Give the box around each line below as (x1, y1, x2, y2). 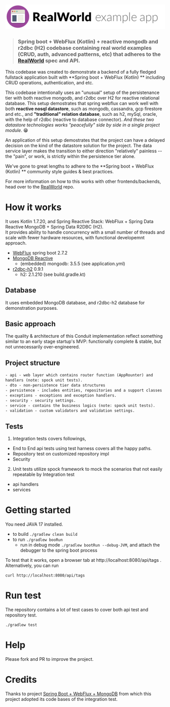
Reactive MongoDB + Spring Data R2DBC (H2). (5, 223, 104, 230)
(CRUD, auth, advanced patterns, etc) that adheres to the (17, 51, 161, 58)
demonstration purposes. (5, 305, 58, 311)
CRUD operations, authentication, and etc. (5, 79, 94, 85)
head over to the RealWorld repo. (5, 183, 75, 189)
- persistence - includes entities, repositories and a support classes (5, 388, 162, 393)
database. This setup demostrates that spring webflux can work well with (5, 100, 159, 106)
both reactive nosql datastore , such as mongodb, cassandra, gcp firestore (5, 106, 162, 112)
